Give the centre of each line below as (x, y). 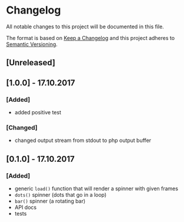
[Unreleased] (31, 63)
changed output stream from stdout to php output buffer (83, 140)
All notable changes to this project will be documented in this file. (85, 26)
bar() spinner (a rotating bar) (50, 201)
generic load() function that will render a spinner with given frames (96, 188)
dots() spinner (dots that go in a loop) (61, 195)
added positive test (38, 112)
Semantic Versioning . (32, 44)
